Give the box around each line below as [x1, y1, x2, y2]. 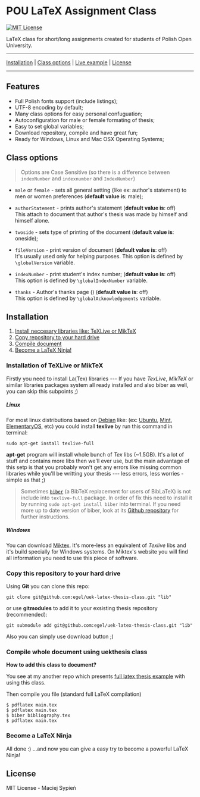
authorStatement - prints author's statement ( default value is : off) [14, 204, 176, 211]
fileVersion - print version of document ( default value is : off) [14, 246, 167, 254]
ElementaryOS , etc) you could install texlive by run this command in [6, 423, 173, 430]
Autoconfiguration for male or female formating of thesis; [14, 116, 155, 123]
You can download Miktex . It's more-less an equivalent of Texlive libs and [6, 542, 186, 549]
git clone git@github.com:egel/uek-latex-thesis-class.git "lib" [6, 594, 171, 600]
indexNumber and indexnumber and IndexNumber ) [20, 174, 136, 182]
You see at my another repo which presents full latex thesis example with [6, 673, 186, 680]
